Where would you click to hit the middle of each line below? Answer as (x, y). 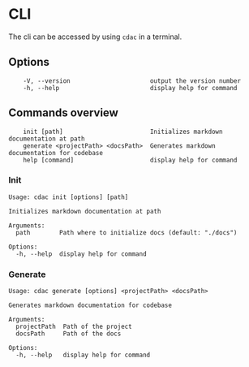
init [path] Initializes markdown (123, 132)
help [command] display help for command (130, 160)
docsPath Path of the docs (69, 334)
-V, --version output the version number (132, 81)
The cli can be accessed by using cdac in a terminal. (95, 37)
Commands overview (64, 113)
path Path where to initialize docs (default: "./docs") (127, 232)
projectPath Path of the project (74, 327)
